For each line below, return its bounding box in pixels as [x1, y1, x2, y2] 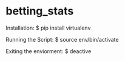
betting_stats [5, 4, 74, 18]
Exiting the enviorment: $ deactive [5, 47, 92, 55]
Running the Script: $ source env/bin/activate [5, 36, 119, 43]
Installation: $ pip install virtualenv [5, 24, 91, 31]
